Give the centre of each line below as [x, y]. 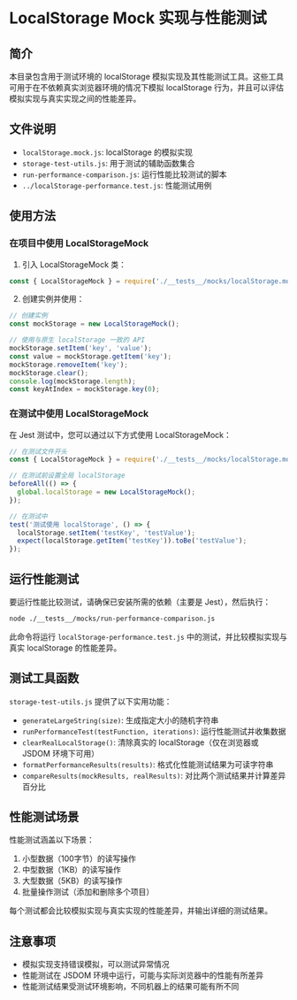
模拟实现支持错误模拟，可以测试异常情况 [95, 965]
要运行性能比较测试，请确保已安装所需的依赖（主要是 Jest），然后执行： [140, 602]
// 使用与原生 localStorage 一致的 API [77, 340]
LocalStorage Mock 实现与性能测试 [138, 18]
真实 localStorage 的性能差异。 [65, 648]
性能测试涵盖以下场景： [52, 840]
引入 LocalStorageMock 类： [74, 264]
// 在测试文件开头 [38, 451]
